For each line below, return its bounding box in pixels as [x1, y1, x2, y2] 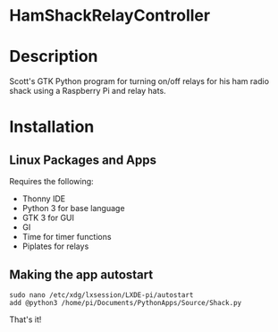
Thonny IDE [21, 193, 65, 204]
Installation [9, 117, 95, 137]
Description [9, 47, 98, 67]
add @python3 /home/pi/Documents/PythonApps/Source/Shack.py [9, 298, 242, 307]
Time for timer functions [21, 232, 112, 243]
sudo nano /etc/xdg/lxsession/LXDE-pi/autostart [9, 290, 194, 300]
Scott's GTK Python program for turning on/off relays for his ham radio [9, 76, 270, 87]
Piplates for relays [21, 241, 89, 251]
